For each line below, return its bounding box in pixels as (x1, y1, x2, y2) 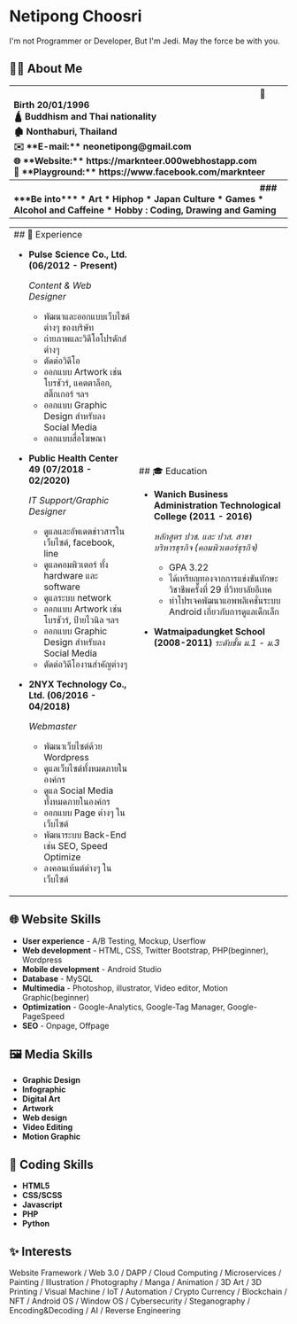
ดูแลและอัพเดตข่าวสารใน (43, 525, 126, 537)
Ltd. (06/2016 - (28, 689, 97, 701)
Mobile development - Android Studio (21, 963, 162, 974)
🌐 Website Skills (9, 912, 102, 927)
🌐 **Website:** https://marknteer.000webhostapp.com (13, 154, 258, 167)
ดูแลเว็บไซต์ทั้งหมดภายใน (43, 762, 128, 775)
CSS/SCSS (21, 1190, 63, 1201)
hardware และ (43, 569, 99, 581)
